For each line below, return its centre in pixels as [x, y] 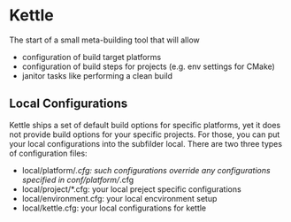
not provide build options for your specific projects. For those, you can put [145, 134]
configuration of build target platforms [92, 57]
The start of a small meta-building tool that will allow [105, 40]
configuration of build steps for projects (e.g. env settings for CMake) [149, 66]
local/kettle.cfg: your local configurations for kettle [114, 208]
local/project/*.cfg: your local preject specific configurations [131, 189]
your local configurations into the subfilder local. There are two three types [146, 143]
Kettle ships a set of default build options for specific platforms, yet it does [145, 125]
